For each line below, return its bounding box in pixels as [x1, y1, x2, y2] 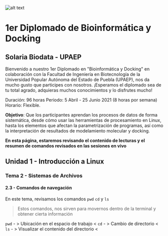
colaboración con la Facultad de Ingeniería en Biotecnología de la [5, 71, 140, 77]
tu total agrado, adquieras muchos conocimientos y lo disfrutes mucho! [5, 87, 153, 93]
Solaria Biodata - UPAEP [5, 52, 82, 61]
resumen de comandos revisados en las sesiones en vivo [5, 143, 127, 148]
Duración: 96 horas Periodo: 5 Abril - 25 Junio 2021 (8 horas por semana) [5, 97, 157, 102]
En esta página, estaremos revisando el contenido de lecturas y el [5, 137, 145, 143]
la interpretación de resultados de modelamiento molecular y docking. [5, 128, 150, 133]
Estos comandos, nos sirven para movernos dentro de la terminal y [17, 205, 156, 211]
